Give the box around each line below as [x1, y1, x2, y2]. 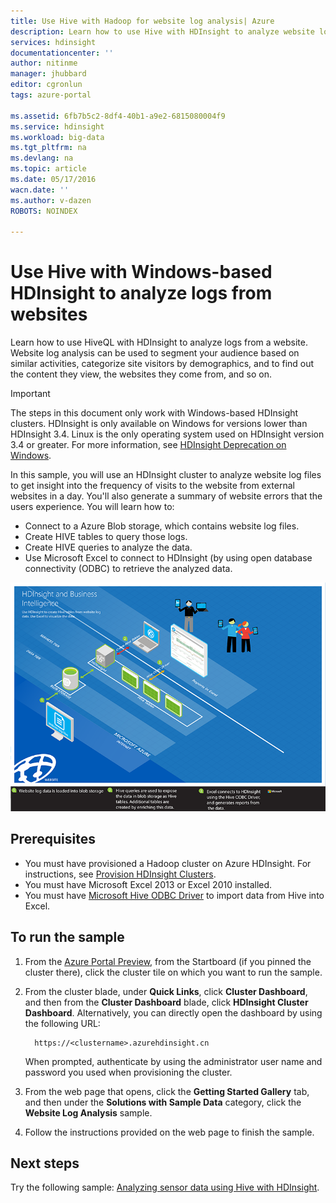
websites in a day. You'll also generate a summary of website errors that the [10, 490, 323, 502]
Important [10, 388, 51, 400]
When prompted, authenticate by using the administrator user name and [24, 1055, 323, 1067]
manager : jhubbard [10, 69, 87, 79]
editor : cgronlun [10, 80, 83, 90]
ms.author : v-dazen [10, 195, 92, 205]
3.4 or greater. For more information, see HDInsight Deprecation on [10, 439, 287, 451]
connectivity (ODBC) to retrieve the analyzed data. [24, 563, 233, 575]
